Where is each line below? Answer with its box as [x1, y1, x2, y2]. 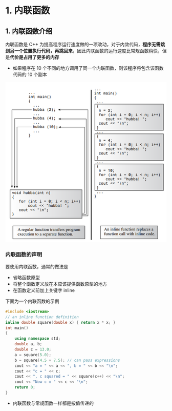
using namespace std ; [14, 336, 60, 341]
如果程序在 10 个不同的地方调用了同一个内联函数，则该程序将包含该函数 [12, 65, 164, 71]
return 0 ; [14, 385, 36, 390]
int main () [5, 325, 29, 330]
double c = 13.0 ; [14, 347, 52, 352]
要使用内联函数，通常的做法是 [5, 263, 68, 269]
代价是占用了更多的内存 [10, 54, 59, 60]
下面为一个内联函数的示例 [5, 298, 59, 304]
